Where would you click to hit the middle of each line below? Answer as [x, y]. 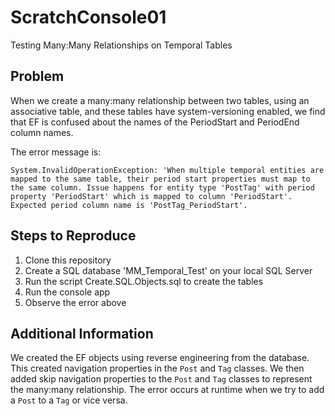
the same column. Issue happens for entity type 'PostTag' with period [162, 187]
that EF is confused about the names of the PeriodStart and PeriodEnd [155, 122]
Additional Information [82, 333]
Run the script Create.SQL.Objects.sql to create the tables [144, 281]
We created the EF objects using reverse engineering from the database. [160, 358]
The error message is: [56, 152]
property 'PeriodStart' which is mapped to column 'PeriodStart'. [151, 196]
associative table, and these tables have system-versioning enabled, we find [168, 111]
